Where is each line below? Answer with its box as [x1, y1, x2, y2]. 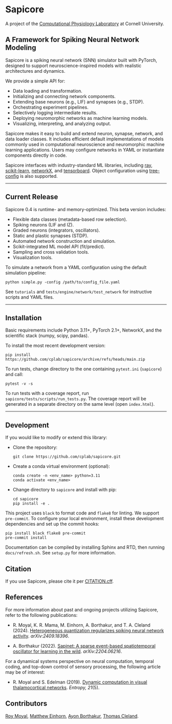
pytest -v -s [5, 381, 33, 386]
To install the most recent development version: [5, 342, 106, 349]
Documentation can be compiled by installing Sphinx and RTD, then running [5, 544, 165, 550]
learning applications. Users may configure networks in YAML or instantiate [5, 147, 165, 153]
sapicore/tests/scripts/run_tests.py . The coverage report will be [5, 396, 147, 402]
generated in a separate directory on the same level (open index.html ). [5, 401, 155, 407]
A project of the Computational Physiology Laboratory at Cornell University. [5, 20, 165, 27]
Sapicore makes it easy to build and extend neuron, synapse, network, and [5, 130, 163, 136]
